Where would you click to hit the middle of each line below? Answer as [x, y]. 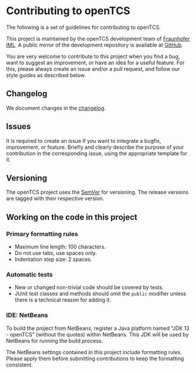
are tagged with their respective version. [55, 198]
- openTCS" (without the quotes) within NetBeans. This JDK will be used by [98, 334]
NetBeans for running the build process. [54, 341]
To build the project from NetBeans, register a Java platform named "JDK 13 [98, 328]
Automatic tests [29, 274]
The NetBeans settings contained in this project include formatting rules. [94, 352]
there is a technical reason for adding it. [63, 300]
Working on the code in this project [72, 217]
